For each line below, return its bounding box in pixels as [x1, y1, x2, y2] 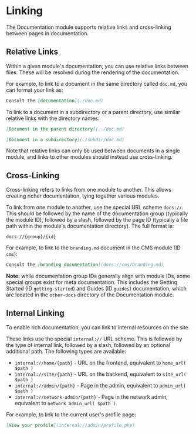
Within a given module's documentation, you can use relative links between [6, 62, 189, 69]
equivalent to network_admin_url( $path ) [14, 399, 116, 406]
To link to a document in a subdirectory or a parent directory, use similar [6, 108, 181, 115]
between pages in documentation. [6, 29, 89, 36]
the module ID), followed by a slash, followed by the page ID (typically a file [6, 216, 188, 223]
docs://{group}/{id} [6, 234, 57, 240]
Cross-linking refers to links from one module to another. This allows [6, 186, 172, 193]
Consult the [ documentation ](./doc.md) [6, 98, 104, 104]
